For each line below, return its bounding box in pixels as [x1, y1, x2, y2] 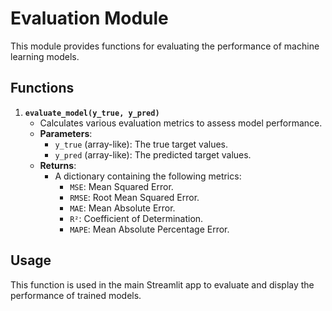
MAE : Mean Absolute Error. [69, 202, 176, 214]
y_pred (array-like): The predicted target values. [54, 148, 252, 161]
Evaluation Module [10, 7, 169, 30]
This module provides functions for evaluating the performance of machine [10, 40, 320, 52]
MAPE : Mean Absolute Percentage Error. [69, 223, 230, 235]
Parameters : [39, 127, 93, 139]
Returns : [39, 159, 77, 171]
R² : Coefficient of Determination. [69, 212, 204, 224]
